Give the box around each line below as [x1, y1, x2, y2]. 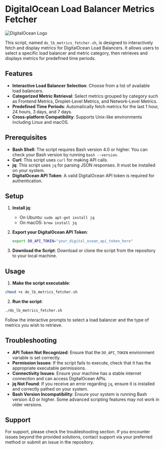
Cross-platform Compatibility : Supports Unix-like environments [12, 114, 142, 120]
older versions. [12, 401, 43, 407]
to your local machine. [12, 253, 57, 259]
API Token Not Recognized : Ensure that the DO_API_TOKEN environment [12, 349, 155, 355]
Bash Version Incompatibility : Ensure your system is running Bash [12, 391, 147, 397]
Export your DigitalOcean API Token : [12, 229, 88, 235]
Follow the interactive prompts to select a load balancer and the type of [5, 317, 149, 323]
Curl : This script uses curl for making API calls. [12, 157, 109, 163]
